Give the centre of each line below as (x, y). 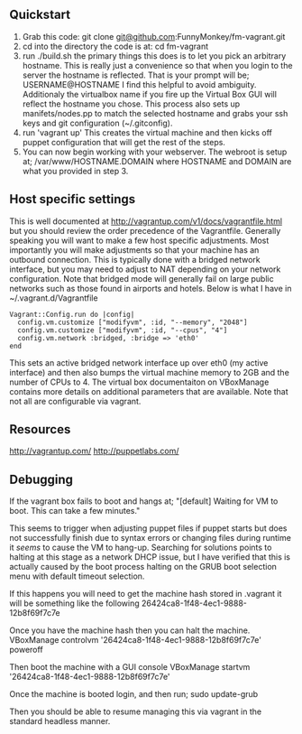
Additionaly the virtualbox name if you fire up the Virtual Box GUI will (150, 94)
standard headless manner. (60, 721)
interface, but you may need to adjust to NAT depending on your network (145, 269)
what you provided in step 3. (75, 171)
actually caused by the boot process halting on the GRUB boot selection (143, 567)
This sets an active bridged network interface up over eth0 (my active (139, 362)
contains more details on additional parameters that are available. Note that (149, 391)
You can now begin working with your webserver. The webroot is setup (155, 152)
